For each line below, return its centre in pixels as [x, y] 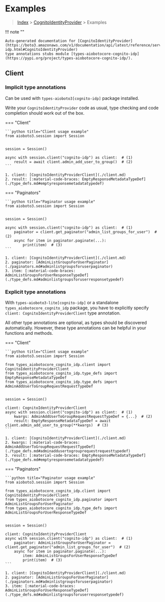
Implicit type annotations [36, 87]
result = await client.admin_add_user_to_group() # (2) [73, 162]
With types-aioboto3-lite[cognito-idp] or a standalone [62, 302]
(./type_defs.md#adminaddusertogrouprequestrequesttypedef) [68, 451]
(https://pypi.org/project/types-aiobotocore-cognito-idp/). [69, 58]
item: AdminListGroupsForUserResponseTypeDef [70, 556]
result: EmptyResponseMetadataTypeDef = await [62, 421]
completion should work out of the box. [45, 113]
